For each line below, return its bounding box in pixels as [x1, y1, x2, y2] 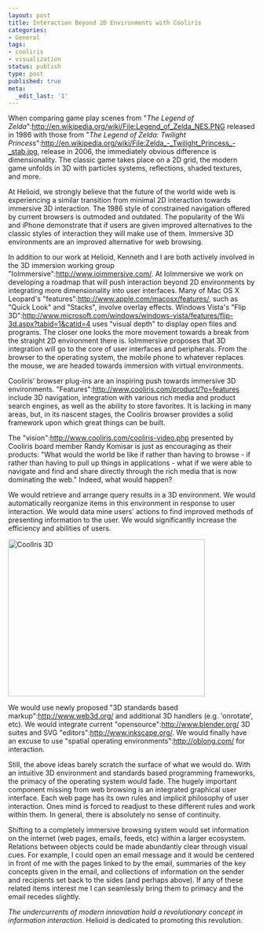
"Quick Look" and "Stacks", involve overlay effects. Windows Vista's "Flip [8, 303, 247, 312]
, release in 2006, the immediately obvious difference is [37, 147, 217, 156]
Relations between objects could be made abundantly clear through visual [8, 842, 248, 851]
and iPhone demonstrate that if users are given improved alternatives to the [8, 221, 253, 230]
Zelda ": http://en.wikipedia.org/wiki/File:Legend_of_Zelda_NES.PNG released [8, 122, 255, 131]
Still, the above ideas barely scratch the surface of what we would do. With [8, 760, 251, 770]
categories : [8, 26, 47, 34]
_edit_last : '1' [15, 92, 68, 100]
